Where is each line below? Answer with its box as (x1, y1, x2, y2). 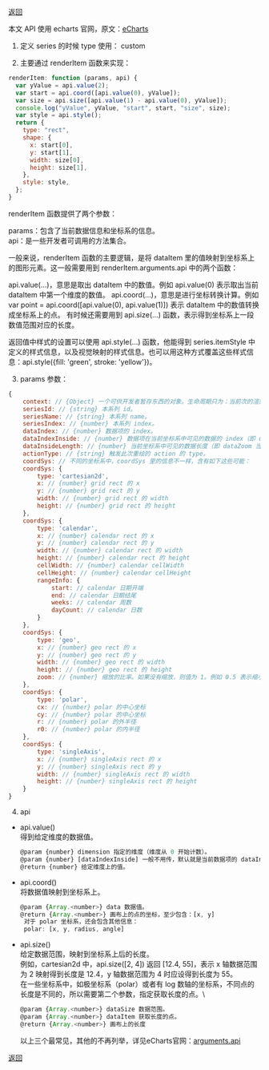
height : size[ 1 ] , (29, 164, 88, 172)
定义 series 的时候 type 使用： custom (19, 41, 146, 50)
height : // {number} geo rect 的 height (37, 666, 172, 674)
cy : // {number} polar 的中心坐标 (37, 710, 147, 719)
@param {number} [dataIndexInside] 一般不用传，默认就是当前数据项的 (19, 855, 238, 863)
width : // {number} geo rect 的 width (37, 658, 166, 667)
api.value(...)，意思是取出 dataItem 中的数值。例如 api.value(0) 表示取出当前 (8, 280, 259, 289)
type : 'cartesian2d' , (37, 472, 110, 480)
